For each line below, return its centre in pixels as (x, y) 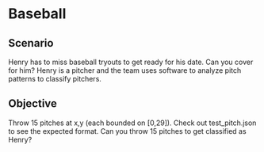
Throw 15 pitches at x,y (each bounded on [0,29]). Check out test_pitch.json (132, 123)
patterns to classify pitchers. (55, 79)
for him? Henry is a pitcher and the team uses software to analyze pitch (125, 70)
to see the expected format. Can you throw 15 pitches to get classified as (128, 131)
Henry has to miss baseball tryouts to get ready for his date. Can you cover (131, 62)
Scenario (31, 43)
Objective (33, 104)
